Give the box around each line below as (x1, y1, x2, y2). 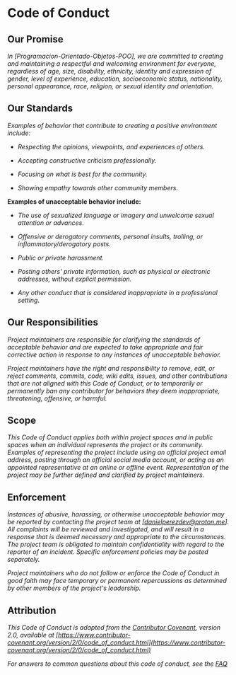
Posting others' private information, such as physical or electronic (17, 267, 211, 275)
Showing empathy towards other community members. (17, 183, 179, 192)
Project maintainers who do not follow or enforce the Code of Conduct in (7, 569, 220, 577)
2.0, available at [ (7, 631, 59, 640)
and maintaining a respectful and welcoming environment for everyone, (7, 59, 217, 68)
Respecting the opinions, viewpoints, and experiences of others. (17, 142, 205, 151)
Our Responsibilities (7, 316, 99, 328)
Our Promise (7, 33, 64, 45)
